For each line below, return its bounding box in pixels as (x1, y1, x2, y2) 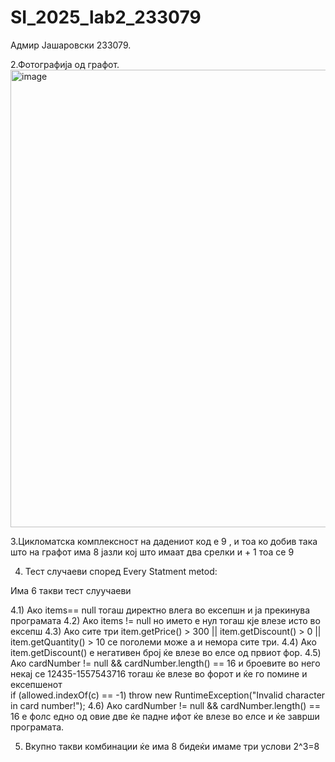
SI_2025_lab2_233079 (10, 6, 202, 29)
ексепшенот (10, 678, 63, 690)
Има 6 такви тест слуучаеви (10, 584, 132, 596)
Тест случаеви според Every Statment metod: (24, 565, 218, 577)
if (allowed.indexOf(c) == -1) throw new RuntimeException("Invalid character (10, 689, 326, 701)
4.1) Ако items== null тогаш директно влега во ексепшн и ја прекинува (10, 604, 311, 616)
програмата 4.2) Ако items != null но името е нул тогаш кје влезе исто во (10, 614, 321, 626)
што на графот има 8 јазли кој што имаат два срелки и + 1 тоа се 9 (10, 546, 295, 558)
